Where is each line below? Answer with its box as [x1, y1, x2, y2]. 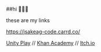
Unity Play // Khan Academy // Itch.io [6, 40, 95, 46]
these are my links [6, 17, 50, 23]
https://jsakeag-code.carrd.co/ [6, 28, 81, 35]
